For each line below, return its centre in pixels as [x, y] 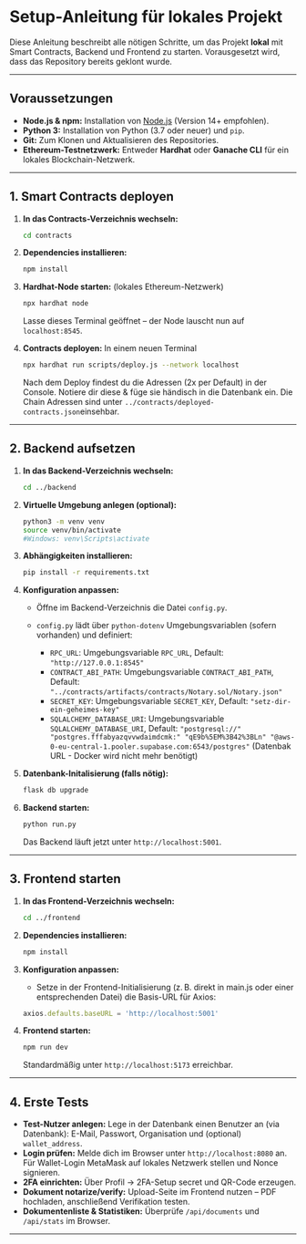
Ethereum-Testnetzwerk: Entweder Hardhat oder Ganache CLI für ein [156, 150]
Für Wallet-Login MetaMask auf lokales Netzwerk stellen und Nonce [150, 1163]
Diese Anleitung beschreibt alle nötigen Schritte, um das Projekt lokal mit [147, 42]
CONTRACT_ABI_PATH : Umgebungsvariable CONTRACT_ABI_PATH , [162, 672]
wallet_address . [53, 1144]
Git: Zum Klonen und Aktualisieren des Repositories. [121, 140]
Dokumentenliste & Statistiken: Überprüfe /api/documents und [141, 1211]
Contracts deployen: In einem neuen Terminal [110, 348]
